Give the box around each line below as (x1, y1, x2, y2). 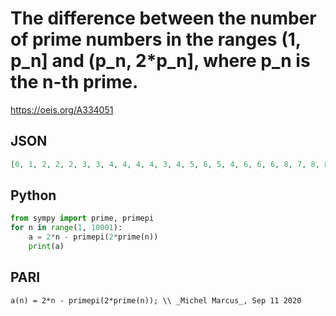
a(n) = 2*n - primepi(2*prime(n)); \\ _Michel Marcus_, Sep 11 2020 (10, 295, 302, 306)
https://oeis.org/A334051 (10, 103, 114, 116)
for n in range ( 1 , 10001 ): (10, 223, 123, 233)
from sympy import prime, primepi (10, 213, 155, 224)
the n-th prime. (10, 71, 139, 94)
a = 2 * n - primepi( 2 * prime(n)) (28, 232, 159, 242)
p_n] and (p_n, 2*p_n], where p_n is (10, 50, 311, 72)
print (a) (28, 242, 65, 252)
